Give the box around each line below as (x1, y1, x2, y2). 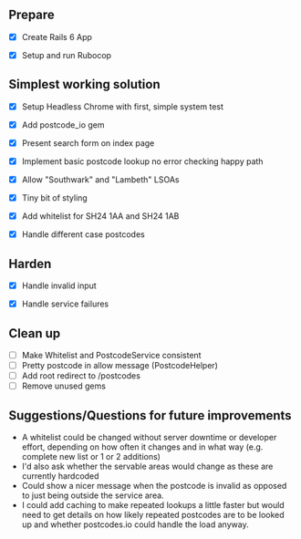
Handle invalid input (21, 280, 97, 291)
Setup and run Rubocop (21, 49, 111, 60)
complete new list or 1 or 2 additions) (21, 451, 161, 462)
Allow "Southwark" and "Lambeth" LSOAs (21, 174, 180, 185)
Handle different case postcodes (21, 229, 145, 240)
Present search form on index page (21, 137, 155, 149)
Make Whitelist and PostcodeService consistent (21, 350, 202, 360)
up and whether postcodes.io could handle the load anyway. (21, 519, 249, 530)
